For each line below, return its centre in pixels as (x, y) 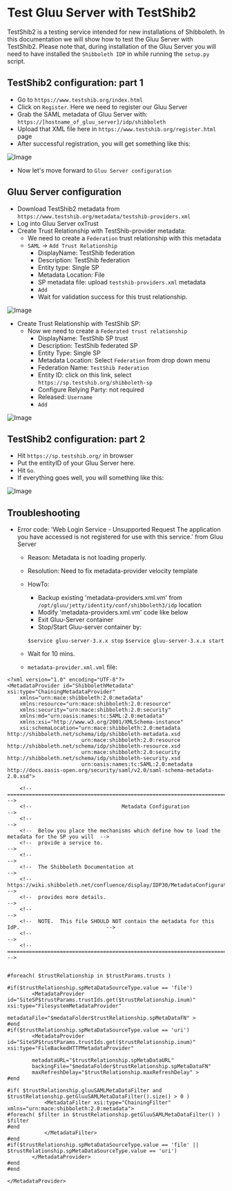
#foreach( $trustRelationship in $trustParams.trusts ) (89, 976)
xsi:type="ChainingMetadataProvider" (61, 692)
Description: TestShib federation (84, 260)
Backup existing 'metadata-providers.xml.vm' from (110, 598)
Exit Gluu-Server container (76, 620)
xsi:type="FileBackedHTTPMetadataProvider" (71, 1048)
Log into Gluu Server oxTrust (58, 223)
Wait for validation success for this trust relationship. (113, 297)
